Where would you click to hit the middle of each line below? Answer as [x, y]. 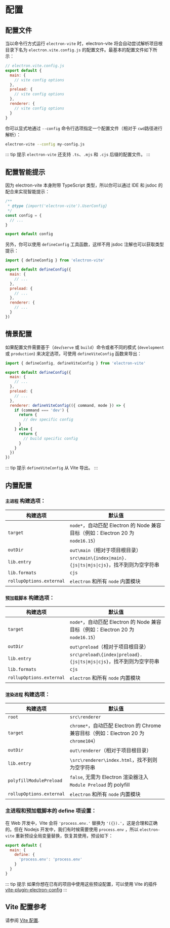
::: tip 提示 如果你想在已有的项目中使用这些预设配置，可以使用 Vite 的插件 [81, 884]
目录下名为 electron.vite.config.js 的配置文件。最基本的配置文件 [75, 50]
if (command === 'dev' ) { [42, 410]
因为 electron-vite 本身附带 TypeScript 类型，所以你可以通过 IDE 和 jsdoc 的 [84, 185]
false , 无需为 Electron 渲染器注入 [109, 777]
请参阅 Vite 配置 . [22, 920]
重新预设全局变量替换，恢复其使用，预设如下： [64, 835]
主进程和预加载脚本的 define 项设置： [51, 811]
